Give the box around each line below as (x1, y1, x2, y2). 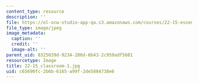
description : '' (6, 14, 46, 20)
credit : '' (11, 41, 38, 47)
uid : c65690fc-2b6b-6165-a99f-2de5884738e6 (6, 68, 115, 74)
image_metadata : (6, 30, 46, 36)
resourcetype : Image (6, 57, 57, 63)
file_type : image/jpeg (6, 25, 62, 31)
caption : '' (11, 36, 41, 41)
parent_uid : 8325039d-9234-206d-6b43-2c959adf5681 (6, 52, 133, 58)
